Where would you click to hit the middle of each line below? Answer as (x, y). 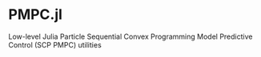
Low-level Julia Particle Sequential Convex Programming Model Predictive (130, 36)
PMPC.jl (35, 15)
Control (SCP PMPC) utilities (55, 44)
